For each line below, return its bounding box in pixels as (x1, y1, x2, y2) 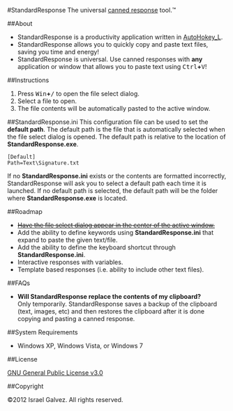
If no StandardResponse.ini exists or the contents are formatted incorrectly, (7, 172, 227, 180)
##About (7, 20, 33, 27)
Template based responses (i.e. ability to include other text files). (17, 265, 204, 274)
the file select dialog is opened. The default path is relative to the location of (7, 132, 226, 141)
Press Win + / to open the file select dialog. (17, 90, 140, 98)
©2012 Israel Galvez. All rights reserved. (7, 396, 123, 403)
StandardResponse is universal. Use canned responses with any (17, 55, 203, 63)
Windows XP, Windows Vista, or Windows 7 (17, 341, 144, 350)
